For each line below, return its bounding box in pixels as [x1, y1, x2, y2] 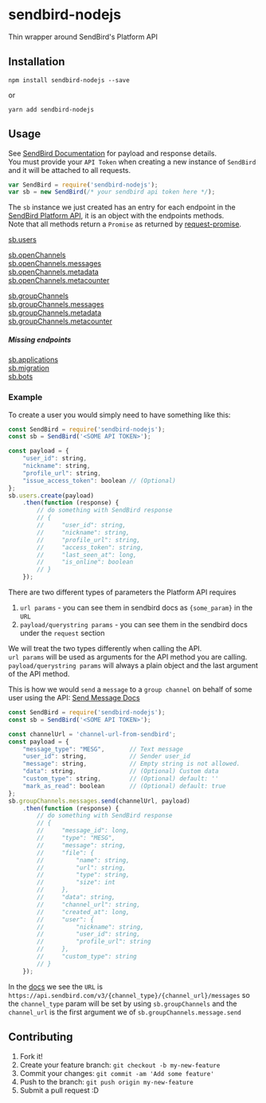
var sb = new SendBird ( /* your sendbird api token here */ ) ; [8, 188, 216, 196]
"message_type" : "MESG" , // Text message [22, 745, 183, 753]
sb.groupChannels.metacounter [8, 316, 113, 326]
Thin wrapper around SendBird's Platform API [8, 32, 158, 41]
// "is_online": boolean [37, 558, 134, 567]
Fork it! [19, 1051, 44, 1061]
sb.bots [8, 372, 33, 382]
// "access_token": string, [37, 544, 145, 551]
